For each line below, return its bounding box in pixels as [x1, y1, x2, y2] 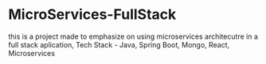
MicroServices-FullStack [8, 6, 177, 24]
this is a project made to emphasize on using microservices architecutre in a [8, 32, 259, 41]
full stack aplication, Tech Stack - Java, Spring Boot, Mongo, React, [8, 40, 230, 49]
